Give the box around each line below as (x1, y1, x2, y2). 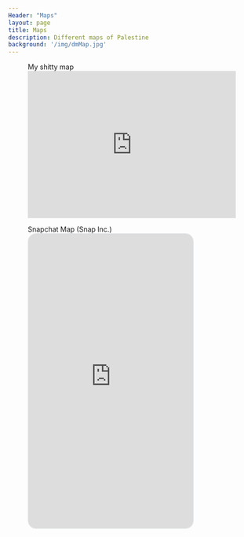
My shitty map (27, 62, 75, 71)
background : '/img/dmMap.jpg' (8, 41, 107, 49)
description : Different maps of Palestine (8, 33, 149, 42)
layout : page (8, 19, 51, 27)
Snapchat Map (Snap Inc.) (27, 225, 112, 234)
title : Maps (8, 26, 47, 34)
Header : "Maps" (8, 11, 58, 20)
